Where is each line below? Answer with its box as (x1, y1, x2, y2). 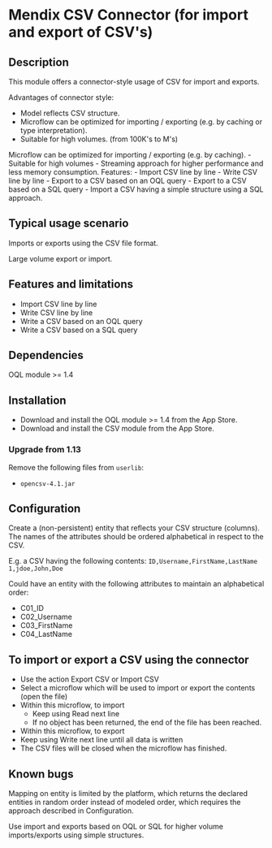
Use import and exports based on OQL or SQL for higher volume (8, 821, 223, 831)
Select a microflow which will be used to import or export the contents (19, 683, 256, 693)
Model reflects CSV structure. (19, 108, 120, 118)
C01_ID (19, 604, 45, 613)
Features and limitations (8, 278, 134, 292)
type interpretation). (19, 126, 88, 135)
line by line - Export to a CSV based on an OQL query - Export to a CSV (8, 176, 247, 185)
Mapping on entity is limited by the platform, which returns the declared (8, 788, 248, 798)
